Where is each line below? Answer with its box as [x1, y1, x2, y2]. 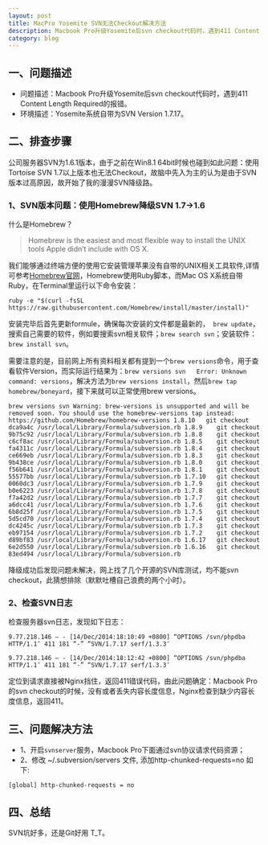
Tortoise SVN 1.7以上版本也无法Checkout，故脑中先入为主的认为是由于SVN [8, 167, 257, 177]
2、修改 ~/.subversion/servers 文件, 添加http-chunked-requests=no [19, 755, 245, 765]
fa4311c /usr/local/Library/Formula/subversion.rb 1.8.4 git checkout [8, 445, 261, 453]
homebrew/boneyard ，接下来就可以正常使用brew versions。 [8, 387, 201, 396]
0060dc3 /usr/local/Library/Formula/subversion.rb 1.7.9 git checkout [8, 480, 261, 488]
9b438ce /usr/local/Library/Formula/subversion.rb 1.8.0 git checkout [8, 459, 261, 467]
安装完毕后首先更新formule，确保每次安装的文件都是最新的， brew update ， [8, 319, 260, 329]
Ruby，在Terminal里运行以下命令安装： [8, 281, 139, 290]
